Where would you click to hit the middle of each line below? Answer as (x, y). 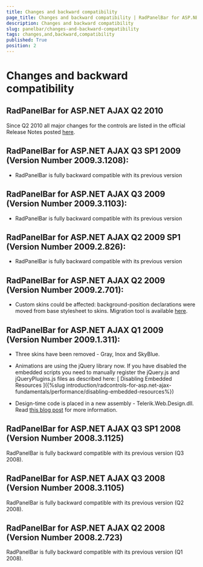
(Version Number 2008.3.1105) (66, 488)
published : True (27, 40)
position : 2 (21, 46)
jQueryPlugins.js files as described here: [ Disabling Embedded (93, 378)
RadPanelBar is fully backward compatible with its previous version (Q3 (95, 453)
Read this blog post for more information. (66, 409)
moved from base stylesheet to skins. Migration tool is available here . (101, 311)
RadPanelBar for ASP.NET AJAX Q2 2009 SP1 (94, 237)
